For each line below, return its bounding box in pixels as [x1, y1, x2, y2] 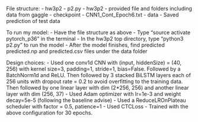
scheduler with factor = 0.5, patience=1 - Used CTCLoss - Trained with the [6, 103, 189, 110]
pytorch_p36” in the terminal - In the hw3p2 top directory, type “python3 [6, 35, 184, 42]
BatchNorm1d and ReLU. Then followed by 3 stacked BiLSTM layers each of [6, 72, 191, 78]
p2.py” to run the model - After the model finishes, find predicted [6, 41, 165, 48]
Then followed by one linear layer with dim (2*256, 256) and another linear [6, 84, 189, 91]
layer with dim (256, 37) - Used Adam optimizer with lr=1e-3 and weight [6, 91, 181, 97]
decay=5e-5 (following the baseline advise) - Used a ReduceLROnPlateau [6, 97, 187, 104]
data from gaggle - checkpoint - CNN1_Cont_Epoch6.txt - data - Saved [6, 11, 179, 18]
